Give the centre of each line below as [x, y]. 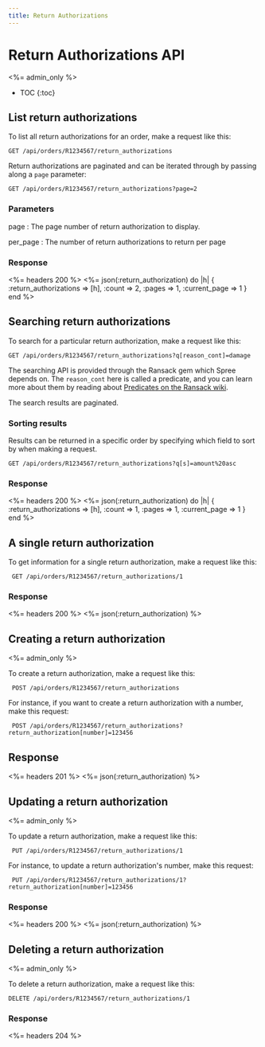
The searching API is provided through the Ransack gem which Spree [122, 370]
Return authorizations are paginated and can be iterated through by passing [132, 166]
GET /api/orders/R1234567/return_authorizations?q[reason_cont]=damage [129, 355]
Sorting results [38, 423]
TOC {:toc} [37, 92]
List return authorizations [73, 117]
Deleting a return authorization [86, 949]
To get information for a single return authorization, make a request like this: [132, 562]
